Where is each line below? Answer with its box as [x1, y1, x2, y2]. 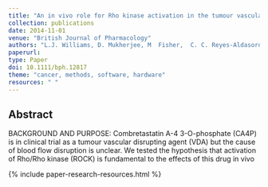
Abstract [8, 107, 53, 121]
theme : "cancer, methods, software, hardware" [8, 71, 166, 79]
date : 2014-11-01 [8, 26, 66, 34]
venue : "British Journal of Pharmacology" [8, 33, 152, 42]
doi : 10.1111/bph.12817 [8, 64, 88, 72]
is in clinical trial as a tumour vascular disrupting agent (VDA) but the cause [8, 137, 256, 147]
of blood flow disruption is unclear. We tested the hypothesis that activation [8, 146, 257, 155]
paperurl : [8, 49, 41, 56]
